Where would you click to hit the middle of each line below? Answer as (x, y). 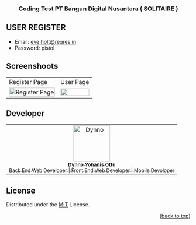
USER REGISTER (36, 28)
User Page (75, 82)
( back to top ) (175, 216)
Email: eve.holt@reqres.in (45, 41)
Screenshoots (32, 66)
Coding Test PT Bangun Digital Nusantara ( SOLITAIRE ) (98, 9)
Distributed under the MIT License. (48, 205)
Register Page (28, 82)
